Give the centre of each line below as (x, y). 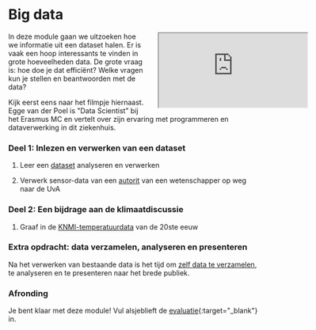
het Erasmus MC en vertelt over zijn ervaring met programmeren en (118, 119)
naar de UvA (40, 189)
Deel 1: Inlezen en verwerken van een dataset (97, 148)
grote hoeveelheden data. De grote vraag (75, 62)
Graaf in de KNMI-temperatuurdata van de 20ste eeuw (109, 226)
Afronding (29, 293)
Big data (36, 15)
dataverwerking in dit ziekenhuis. (62, 127)
